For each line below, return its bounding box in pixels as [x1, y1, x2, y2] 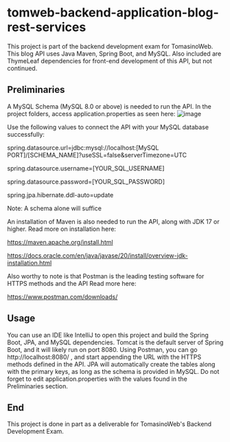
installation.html [7, 258, 52, 267]
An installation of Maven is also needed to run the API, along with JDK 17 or [7, 217, 220, 225]
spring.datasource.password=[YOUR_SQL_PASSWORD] [7, 177, 165, 186]
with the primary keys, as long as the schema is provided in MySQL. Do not [7, 367, 220, 375]
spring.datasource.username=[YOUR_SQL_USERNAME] [7, 164, 165, 173]
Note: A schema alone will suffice [7, 204, 102, 212]
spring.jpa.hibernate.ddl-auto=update [7, 190, 114, 199]
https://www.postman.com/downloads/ [7, 292, 118, 300]
